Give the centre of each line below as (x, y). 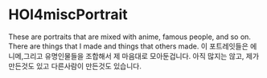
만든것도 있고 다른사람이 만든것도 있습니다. (75, 66)
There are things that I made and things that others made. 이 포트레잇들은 (129, 46)
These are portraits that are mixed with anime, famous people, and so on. (130, 37)
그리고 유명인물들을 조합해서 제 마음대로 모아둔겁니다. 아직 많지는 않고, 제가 (141, 56)
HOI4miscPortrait (68, 15)
